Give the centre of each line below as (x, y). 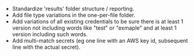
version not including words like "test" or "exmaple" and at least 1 (94, 28)
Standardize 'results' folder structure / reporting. (73, 9)
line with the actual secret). (46, 47)
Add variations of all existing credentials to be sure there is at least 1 (98, 21)
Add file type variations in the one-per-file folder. (74, 15)
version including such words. (50, 34)
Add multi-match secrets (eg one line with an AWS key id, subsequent (100, 41)
